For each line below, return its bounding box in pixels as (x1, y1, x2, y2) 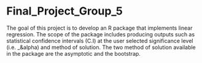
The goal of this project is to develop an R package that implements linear (6, 24, 193, 31)
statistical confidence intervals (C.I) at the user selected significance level (6, 37, 193, 44)
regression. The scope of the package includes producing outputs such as (6, 30, 195, 38)
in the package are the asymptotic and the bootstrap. (6, 50, 141, 57)
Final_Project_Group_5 (6, 4, 123, 18)
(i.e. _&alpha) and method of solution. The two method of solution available (6, 44, 196, 51)
